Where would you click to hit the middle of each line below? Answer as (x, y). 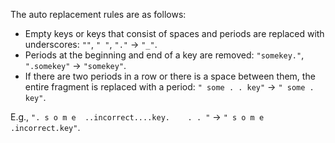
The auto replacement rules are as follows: (98, 14)
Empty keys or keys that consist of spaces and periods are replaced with (174, 33)
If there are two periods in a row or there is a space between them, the (170, 76)
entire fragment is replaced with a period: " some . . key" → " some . (169, 87)
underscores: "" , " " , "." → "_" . (91, 44)
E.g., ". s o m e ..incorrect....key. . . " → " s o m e (137, 117)
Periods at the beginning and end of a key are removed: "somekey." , (164, 55)
